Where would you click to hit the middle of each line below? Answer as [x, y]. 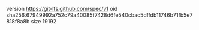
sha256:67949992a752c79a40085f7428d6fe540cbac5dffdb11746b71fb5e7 [99, 15]
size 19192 [44, 21]
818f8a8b [18, 21]
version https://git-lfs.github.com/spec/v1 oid [62, 9]
